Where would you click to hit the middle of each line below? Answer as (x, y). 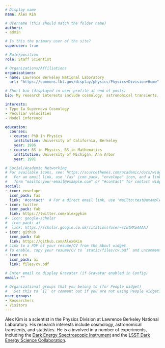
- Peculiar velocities (28, 113)
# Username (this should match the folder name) (56, 23)
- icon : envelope (23, 191)
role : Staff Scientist (28, 59)
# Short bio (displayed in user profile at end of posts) (66, 91)
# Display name (21, 10)
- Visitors (16, 305)
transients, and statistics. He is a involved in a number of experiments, (76, 330)
